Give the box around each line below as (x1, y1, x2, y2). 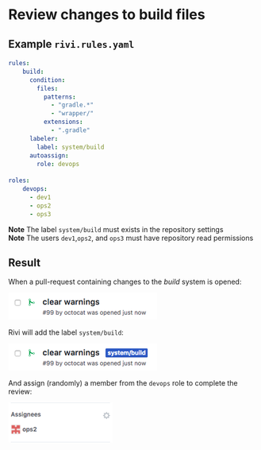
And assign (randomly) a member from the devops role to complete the (8, 378, 238, 388)
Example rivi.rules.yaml (8, 37, 135, 51)
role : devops (36, 160, 80, 168)
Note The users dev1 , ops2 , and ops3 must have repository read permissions (8, 233, 254, 242)
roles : (8, 177, 30, 184)
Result (8, 256, 41, 270)
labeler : (29, 134, 59, 142)
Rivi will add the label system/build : (8, 328, 125, 337)
